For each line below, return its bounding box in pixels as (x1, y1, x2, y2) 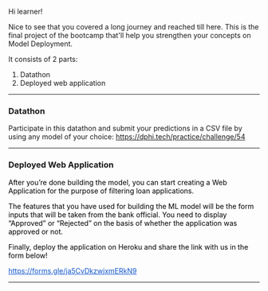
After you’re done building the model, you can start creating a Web (8, 177, 227, 187)
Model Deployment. (8, 39, 73, 48)
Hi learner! (8, 7, 43, 16)
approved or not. (8, 227, 64, 236)
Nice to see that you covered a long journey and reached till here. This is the (8, 22, 259, 31)
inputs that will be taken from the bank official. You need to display (8, 210, 227, 219)
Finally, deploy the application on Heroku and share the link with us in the (8, 242, 249, 251)
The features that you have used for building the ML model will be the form (8, 201, 254, 211)
